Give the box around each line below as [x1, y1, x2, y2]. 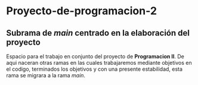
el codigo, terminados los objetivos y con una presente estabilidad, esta [6, 65, 183, 73]
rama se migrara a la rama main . [6, 72, 85, 78]
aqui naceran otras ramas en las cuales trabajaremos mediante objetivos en [6, 59, 192, 66]
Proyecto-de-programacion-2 [6, 4, 157, 18]
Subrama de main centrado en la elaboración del [6, 28, 190, 38]
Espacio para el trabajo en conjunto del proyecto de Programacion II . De [6, 53, 185, 60]
